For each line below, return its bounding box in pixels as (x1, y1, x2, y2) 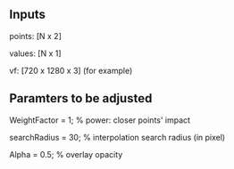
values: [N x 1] (9, 48, 62, 59)
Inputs (9, 7, 46, 22)
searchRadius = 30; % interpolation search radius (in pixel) (9, 132, 226, 142)
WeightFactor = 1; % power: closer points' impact (9, 115, 190, 125)
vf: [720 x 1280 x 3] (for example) (9, 65, 133, 76)
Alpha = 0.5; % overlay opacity (9, 149, 123, 159)
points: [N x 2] (9, 30, 63, 41)
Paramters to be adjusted (9, 91, 153, 106)
